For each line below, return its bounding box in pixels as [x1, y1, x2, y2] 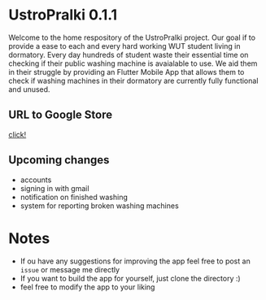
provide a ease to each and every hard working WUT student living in [8, 41, 241, 50]
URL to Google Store [8, 108, 112, 122]
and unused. [8, 84, 50, 94]
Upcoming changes [8, 153, 110, 167]
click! [8, 129, 27, 139]
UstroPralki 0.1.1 [8, 6, 118, 24]
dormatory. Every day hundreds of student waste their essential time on [8, 50, 249, 59]
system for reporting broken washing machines [20, 201, 179, 211]
